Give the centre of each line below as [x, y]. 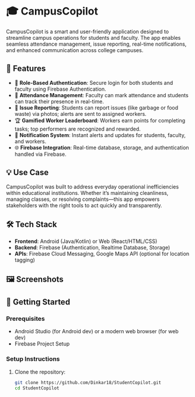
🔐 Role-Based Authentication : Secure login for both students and [94, 83]
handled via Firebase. [40, 154]
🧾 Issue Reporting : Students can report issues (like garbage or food [96, 107]
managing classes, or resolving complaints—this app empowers [83, 199]
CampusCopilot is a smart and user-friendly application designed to [88, 31]
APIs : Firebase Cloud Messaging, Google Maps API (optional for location [102, 254]
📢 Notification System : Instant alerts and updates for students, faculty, [100, 135]
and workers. [30, 141]
